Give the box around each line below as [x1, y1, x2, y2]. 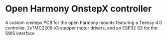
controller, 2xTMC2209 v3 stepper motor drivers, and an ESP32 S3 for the [5, 24, 158, 30]
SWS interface [5, 30, 35, 36]
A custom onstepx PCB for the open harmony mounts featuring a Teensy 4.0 [5, 19, 162, 25]
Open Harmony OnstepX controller [5, 3, 152, 14]
